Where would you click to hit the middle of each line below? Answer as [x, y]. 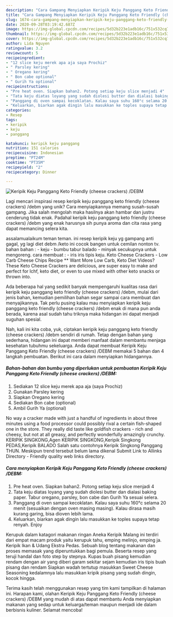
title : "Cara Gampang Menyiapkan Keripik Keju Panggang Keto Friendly [83, 15]
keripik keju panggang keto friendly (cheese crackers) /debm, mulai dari [82, 292]
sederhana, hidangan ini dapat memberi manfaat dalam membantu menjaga [86, 340]
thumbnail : [17, 34]
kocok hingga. [21, 579]
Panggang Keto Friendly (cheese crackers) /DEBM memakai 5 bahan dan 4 [85, 351]
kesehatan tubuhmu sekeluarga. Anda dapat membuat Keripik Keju [76, 345]
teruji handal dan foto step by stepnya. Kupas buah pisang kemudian [78, 556]
